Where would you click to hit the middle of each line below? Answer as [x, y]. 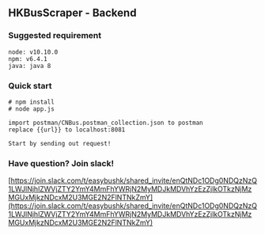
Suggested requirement [55, 36]
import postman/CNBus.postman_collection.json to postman [106, 123]
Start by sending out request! [60, 143]
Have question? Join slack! [61, 163]
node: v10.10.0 [33, 52]
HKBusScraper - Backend [72, 13]
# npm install [32, 102]
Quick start [30, 85]
